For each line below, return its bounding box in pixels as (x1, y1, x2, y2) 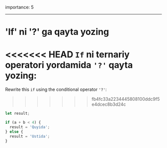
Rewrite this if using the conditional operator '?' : (5, 86, 107, 92)
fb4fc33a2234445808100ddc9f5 (91, 96, 160, 102)
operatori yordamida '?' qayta (5, 60, 133, 71)
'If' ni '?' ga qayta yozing (5, 26, 109, 38)
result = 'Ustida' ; (9, 134, 50, 139)
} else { (5, 129, 23, 134)
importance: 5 (5, 4, 34, 10)
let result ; (5, 111, 30, 116)
